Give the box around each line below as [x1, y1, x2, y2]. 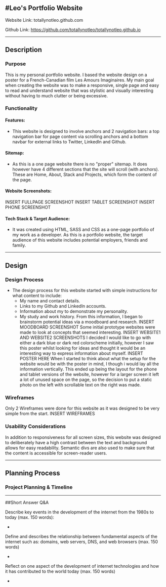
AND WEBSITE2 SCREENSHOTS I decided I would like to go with [19, 335, 151, 340]
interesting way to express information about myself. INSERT [19, 350, 143, 356]
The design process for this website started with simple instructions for [12, 287, 158, 293]
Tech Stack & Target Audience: [5, 215, 70, 221]
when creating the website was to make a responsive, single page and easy [5, 82, 159, 88]
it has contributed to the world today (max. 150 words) [5, 568, 116, 575]
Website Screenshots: [5, 188, 52, 194]
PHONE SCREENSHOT [5, 205, 51, 210]
